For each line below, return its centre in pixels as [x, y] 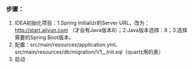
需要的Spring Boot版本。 [44, 37]
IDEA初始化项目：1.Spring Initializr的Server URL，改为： [82, 23]
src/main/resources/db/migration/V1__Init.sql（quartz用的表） [89, 52]
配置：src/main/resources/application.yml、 [68, 45]
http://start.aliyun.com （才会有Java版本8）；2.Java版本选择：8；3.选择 [101, 30]
